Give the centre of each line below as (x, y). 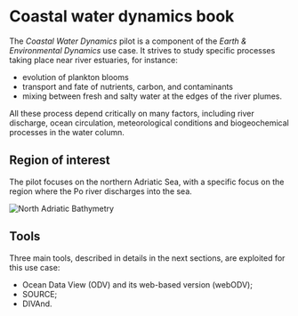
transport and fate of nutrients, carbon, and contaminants (128, 86)
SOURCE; (40, 294)
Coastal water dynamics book (122, 16)
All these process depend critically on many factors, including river (132, 113)
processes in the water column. (67, 132)
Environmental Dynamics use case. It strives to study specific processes (142, 50)
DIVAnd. (37, 304)
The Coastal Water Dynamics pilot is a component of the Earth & (128, 41)
